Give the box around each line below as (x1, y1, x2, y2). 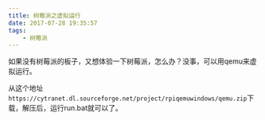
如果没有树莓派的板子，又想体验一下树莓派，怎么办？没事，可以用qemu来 (8, 56, 251, 66)
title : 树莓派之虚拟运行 (8, 11, 81, 20)
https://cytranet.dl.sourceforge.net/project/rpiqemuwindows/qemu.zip (8, 95, 247, 103)
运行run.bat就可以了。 (49, 103, 123, 113)
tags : (8, 26, 26, 34)
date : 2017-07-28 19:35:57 (8, 19, 98, 27)
